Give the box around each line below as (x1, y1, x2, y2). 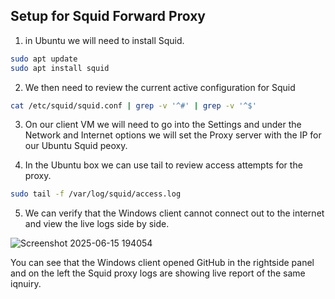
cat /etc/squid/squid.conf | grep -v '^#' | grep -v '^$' (10, 100, 257, 111)
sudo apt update (10, 54, 78, 64)
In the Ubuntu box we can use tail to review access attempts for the (24, 159, 303, 171)
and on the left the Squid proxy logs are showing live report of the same (10, 267, 306, 279)
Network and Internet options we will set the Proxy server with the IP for (24, 129, 322, 141)
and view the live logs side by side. (24, 218, 170, 230)
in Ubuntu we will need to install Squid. (24, 34, 185, 46)
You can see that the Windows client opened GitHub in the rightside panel (10, 257, 315, 269)
